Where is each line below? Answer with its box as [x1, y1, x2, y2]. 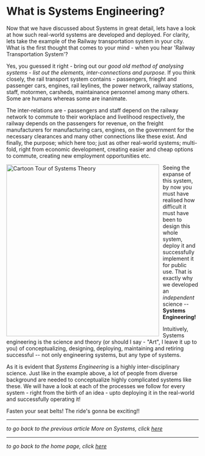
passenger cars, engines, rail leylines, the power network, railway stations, [6, 81, 194, 89]
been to [162, 216, 182, 223]
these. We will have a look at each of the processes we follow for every [6, 382, 185, 389]
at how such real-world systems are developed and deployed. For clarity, [6, 31, 190, 38]
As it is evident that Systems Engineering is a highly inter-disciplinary [6, 362, 180, 370]
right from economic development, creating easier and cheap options [19, 145, 193, 153]
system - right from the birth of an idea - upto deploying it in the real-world [6, 389, 195, 396]
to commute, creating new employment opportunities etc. [6, 152, 151, 160]
